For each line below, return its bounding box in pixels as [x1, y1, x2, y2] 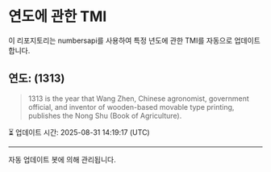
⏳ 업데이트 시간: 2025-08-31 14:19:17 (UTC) [8, 127, 151, 137]
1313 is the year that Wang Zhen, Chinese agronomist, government [27, 94, 249, 103]
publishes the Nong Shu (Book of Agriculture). [27, 111, 182, 120]
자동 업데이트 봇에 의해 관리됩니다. [8, 154, 116, 164]
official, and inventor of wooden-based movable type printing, [27, 102, 235, 111]
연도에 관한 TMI [8, 7, 107, 26]
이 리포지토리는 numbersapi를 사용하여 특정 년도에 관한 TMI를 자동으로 [8, 36, 233, 45]
